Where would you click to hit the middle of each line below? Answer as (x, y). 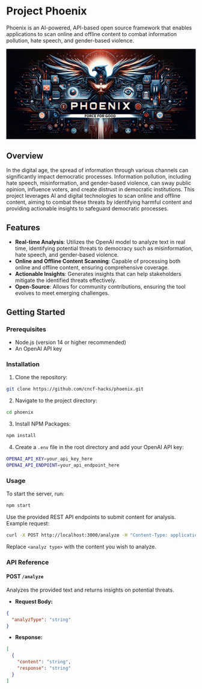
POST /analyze (25, 577)
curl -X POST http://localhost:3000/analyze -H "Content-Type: (87, 535)
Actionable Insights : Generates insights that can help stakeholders (98, 274)
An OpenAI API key (38, 348)
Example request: (28, 523)
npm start (19, 505)
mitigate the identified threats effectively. (66, 280)
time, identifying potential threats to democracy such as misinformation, (104, 248)
